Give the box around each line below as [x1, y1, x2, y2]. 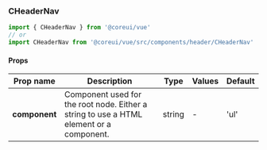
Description [87, 75, 133, 87]
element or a [64, 119, 111, 130]
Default [226, 75, 255, 87]
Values [192, 75, 219, 87]
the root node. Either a [64, 99, 148, 110]
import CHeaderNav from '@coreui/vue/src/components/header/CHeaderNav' [8, 38, 254, 47]
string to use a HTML [64, 109, 143, 120]
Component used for [64, 89, 141, 100]
